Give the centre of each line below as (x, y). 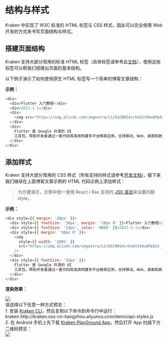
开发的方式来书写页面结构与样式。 (40, 31)
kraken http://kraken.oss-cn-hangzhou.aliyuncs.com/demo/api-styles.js (79, 316)
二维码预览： (18, 329)
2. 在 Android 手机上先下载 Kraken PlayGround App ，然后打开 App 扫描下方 (83, 322)
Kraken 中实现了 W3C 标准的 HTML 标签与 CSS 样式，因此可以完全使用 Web (84, 25)
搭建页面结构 (25, 49)
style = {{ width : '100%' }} (46, 242)
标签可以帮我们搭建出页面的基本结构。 (44, 68)
